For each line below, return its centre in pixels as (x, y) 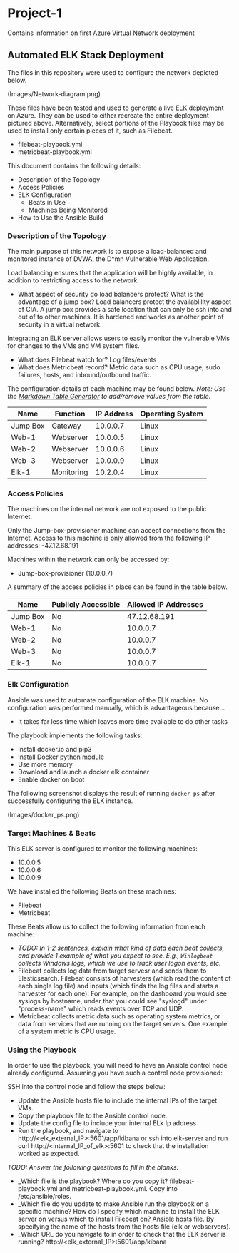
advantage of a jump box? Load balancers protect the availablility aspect (124, 302)
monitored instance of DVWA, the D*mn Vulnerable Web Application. (108, 259)
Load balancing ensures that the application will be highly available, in (110, 273)
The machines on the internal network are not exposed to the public (107, 509)
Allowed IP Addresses (165, 605)
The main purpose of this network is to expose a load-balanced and (107, 252)
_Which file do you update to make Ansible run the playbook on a (113, 1204)
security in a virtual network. (60, 324)
